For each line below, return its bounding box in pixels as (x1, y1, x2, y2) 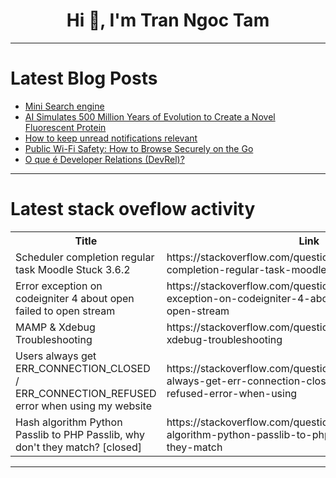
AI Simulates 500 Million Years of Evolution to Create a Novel (24, 110, 276, 123)
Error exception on (15, 279, 103, 293)
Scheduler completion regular (15, 250, 155, 264)
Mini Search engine (24, 100, 105, 112)
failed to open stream (15, 304, 116, 318)
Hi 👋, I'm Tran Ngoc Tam (66, 9, 270, 32)
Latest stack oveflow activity (10, 198, 256, 221)
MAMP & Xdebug (15, 320, 96, 334)
